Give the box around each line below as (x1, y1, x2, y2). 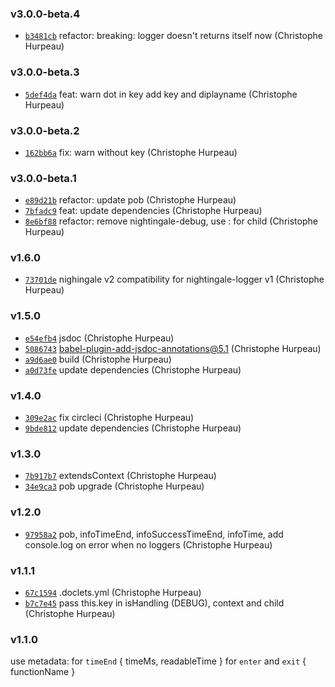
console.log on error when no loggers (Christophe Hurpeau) (24, 538, 273, 551)
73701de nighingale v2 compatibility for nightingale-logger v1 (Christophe (24, 273, 325, 286)
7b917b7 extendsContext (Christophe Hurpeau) (24, 470, 217, 482)
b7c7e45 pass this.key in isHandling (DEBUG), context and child (24, 597, 285, 609)
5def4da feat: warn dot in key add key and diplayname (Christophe (24, 88, 298, 100)
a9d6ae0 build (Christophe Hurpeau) (24, 353, 172, 365)
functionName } (10, 666, 76, 678)
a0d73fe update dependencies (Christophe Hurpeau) (24, 363, 242, 376)
